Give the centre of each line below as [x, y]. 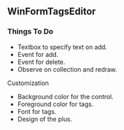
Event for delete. [41, 62]
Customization [28, 83]
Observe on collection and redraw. [67, 69]
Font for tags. [37, 111]
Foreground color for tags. [55, 104]
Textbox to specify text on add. [62, 47]
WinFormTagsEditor [51, 12]
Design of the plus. [44, 119]
